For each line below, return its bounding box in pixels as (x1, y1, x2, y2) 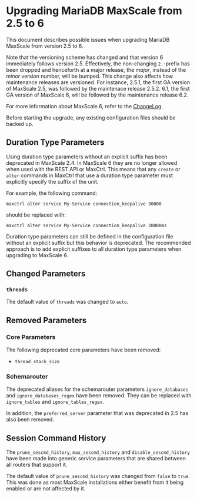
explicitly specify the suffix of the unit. (6, 178, 99, 185)
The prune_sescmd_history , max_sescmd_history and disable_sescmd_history (6, 449, 190, 456)
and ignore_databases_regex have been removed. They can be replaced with (6, 392, 192, 399)
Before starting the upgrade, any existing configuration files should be (6, 114, 176, 121)
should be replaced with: (6, 211, 66, 218)
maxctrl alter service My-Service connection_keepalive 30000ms (6, 223, 167, 228)
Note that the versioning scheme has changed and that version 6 (6, 54, 163, 61)
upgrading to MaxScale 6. (6, 251, 69, 258)
